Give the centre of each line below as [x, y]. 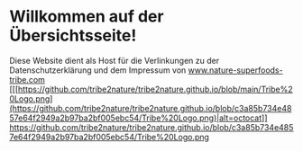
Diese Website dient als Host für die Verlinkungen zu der [115, 60]
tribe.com [27, 79]
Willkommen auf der [87, 17]
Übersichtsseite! [73, 36]
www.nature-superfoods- [235, 70]
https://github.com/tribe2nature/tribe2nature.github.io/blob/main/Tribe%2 [155, 89]
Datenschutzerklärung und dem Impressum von [98, 70]
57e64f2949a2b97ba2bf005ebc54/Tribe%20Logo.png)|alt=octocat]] [138, 118]
